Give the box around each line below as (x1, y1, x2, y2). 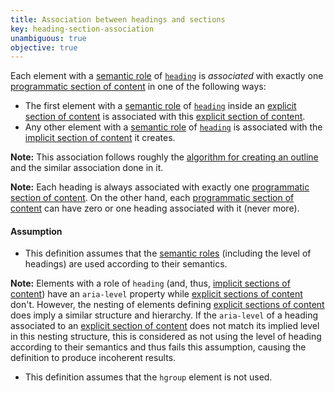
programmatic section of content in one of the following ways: (10, 81, 267, 93)
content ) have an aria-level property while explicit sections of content (10, 288, 303, 300)
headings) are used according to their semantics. (24, 258, 228, 270)
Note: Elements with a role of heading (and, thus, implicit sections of (10, 277, 291, 290)
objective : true (10, 42, 78, 53)
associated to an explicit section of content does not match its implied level (10, 320, 320, 332)
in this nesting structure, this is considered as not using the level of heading (10, 331, 322, 343)
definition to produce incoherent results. (10, 352, 177, 364)
